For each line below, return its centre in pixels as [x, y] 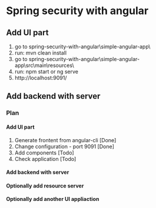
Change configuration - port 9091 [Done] [64, 146]
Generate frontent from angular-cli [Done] [65, 140]
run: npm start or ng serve [46, 71]
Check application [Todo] [45, 159]
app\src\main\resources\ [44, 65]
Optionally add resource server [45, 186]
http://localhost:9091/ [41, 78]
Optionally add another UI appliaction [53, 199]
